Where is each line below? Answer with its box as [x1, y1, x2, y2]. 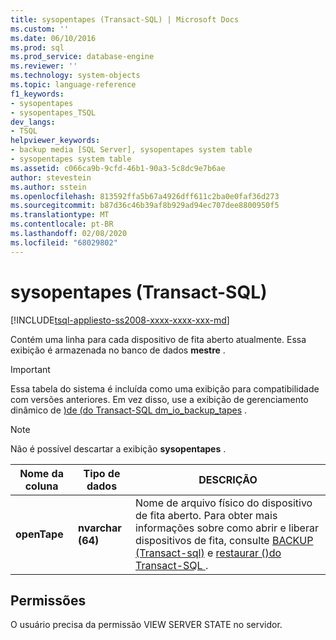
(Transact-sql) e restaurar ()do [134, 546, 282, 560]
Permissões [10, 592, 87, 609]
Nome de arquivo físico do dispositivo [134, 496, 313, 510]
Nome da [19, 466, 64, 480]
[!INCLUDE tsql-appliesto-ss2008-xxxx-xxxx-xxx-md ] [10, 314, 230, 326]
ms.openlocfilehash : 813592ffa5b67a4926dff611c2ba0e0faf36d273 [10, 191, 280, 201]
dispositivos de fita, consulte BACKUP [134, 533, 314, 547]
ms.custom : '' [10, 24, 70, 34]
